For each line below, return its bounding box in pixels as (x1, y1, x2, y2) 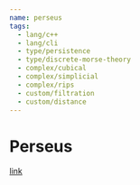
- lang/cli (17, 38, 59, 48)
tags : (9, 22, 30, 31)
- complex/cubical (17, 64, 88, 73)
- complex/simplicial (17, 72, 99, 81)
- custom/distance (17, 97, 88, 106)
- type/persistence (17, 47, 91, 56)
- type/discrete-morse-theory (17, 55, 131, 64)
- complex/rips (17, 80, 75, 89)
